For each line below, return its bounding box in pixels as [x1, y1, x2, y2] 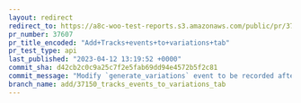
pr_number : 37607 [8, 30, 74, 39]
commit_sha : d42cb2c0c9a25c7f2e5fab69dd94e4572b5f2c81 [8, 64, 218, 73]
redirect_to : [8, 21, 58, 30]
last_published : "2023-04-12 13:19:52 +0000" [8, 55, 181, 64]
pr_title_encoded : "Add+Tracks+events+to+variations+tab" [8, 38, 230, 47]
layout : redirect [8, 13, 74, 22]
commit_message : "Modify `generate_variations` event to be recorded [8, 72, 275, 81]
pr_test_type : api [8, 47, 77, 56]
